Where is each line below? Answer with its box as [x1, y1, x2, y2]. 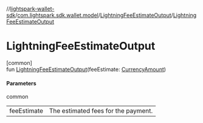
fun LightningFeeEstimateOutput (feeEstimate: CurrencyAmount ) [6, 65, 166, 73]
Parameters [6, 79, 36, 87]
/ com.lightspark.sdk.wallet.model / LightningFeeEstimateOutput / [15, 12, 173, 19]
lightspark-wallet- [10, 5, 55, 12]
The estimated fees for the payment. [49, 107, 153, 115]
